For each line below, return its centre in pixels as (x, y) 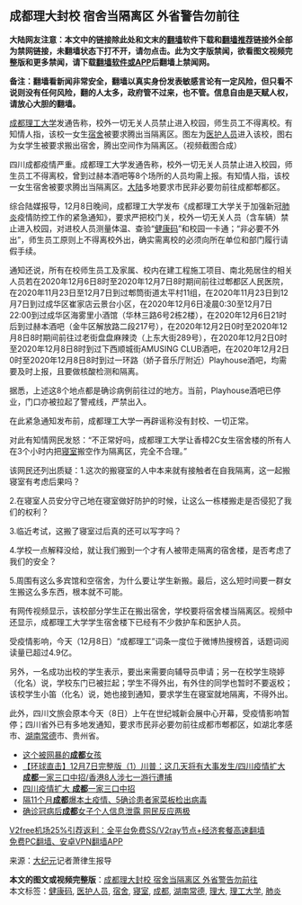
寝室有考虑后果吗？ (45, 481)
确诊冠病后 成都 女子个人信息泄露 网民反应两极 (106, 811)
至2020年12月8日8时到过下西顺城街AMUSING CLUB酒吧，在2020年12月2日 (149, 348)
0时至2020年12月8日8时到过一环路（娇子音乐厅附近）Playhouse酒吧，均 (144, 360)
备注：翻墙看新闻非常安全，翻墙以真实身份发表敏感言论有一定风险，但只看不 (151, 81)
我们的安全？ (33, 561)
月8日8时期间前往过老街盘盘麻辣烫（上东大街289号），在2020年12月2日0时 (148, 337)
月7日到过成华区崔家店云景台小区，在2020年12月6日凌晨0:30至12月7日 (141, 303)
